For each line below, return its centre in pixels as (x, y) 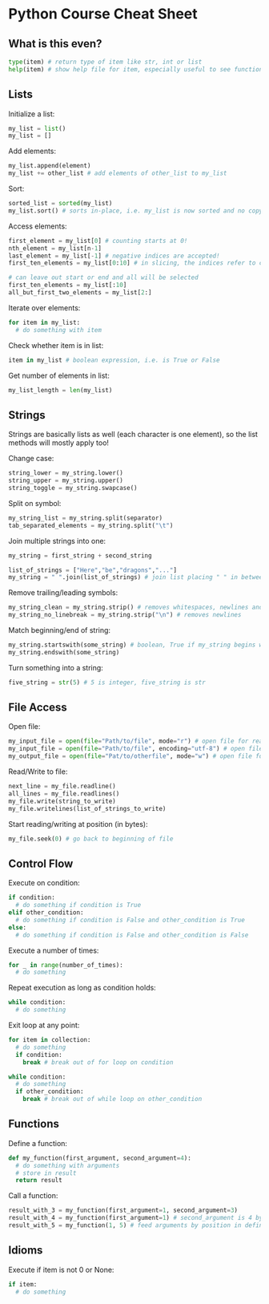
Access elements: (38, 226)
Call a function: (33, 1196)
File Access (38, 708)
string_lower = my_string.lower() (66, 473)
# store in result (46, 1173)
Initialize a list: (32, 114)
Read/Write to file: (38, 771)
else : (17, 927)
